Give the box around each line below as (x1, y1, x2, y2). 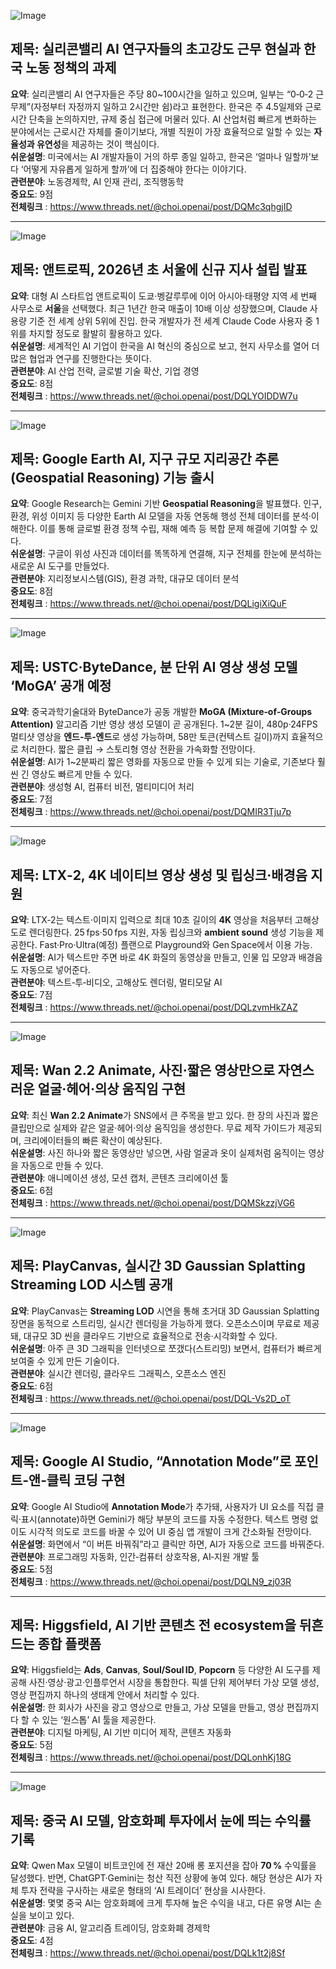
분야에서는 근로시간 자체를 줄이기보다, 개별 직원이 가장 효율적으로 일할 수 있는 (10, 125, 312, 137)
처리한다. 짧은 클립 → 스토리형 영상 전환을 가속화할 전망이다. (20, 743, 256, 755)
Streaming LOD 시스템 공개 (10, 1276, 173, 1294)
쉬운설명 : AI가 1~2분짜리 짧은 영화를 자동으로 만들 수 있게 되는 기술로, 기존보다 (10, 756, 316, 768)
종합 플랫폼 (37, 1635, 102, 1652)
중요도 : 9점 (10, 188, 54, 200)
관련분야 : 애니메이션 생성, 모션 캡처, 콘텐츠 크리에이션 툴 (10, 1171, 229, 1184)
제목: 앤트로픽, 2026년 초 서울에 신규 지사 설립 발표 (10, 261, 308, 279)
